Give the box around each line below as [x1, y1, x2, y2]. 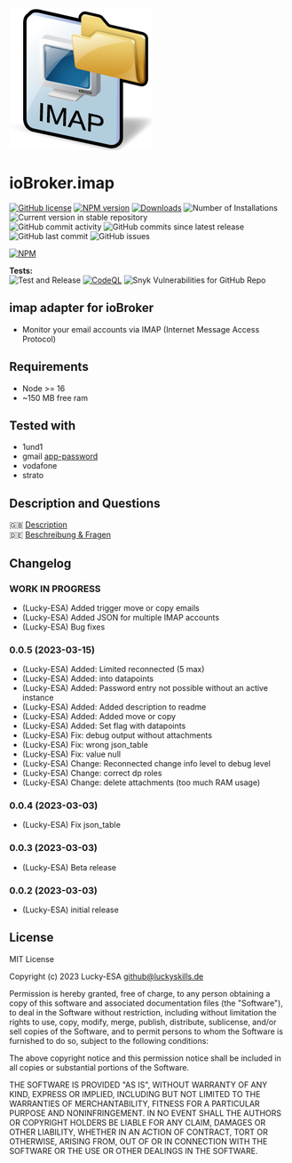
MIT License [9, 953, 55, 964]
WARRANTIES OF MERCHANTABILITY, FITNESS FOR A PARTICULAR [9, 1098, 260, 1109]
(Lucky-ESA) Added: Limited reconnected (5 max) [21, 664, 205, 675]
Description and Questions [9, 495, 161, 510]
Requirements [9, 359, 89, 374]
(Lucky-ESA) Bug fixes [21, 622, 106, 632]
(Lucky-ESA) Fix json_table [21, 820, 122, 830]
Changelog [9, 556, 72, 571]
